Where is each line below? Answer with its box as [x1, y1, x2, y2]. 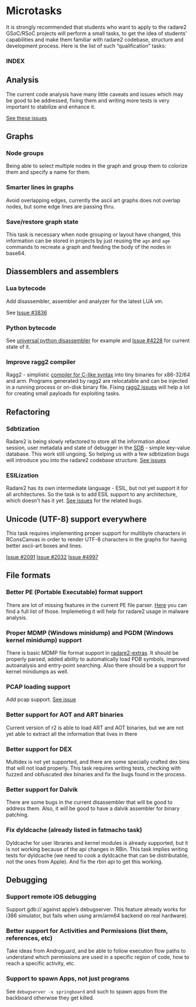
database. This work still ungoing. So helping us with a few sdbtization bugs [6, 450, 190, 457]
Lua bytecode [6, 284, 46, 292]
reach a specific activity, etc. [6, 960, 76, 967]
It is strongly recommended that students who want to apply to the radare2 [6, 23, 187, 31]
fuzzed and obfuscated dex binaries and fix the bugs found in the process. [6, 770, 186, 777]
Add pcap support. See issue [6, 696, 76, 703]
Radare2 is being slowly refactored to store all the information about [6, 437, 170, 444]
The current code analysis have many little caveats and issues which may [6, 90, 183, 97]
